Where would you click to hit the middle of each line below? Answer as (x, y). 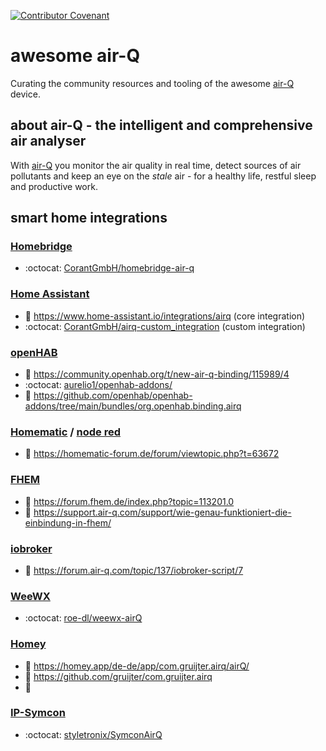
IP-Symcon (38, 713)
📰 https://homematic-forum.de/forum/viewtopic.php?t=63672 (152, 454)
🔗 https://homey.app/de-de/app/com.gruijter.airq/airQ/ (137, 666)
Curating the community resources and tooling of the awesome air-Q (152, 83)
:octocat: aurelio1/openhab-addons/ (98, 385)
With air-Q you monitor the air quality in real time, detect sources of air (156, 165)
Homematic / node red (66, 432)
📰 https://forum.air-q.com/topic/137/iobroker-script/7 (134, 570)
